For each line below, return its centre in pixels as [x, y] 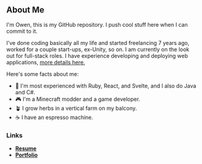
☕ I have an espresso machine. [54, 117]
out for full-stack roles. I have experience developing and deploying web [97, 56]
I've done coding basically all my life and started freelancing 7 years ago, [98, 43]
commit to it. [22, 31]
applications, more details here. [46, 62]
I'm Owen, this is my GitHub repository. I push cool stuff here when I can [97, 24]
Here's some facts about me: [43, 74]
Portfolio [26, 155]
